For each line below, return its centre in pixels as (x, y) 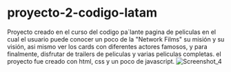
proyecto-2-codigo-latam (82, 13)
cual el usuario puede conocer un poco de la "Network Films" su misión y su (116, 39)
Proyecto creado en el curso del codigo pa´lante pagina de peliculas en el (111, 32)
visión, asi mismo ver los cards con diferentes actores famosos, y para (108, 46)
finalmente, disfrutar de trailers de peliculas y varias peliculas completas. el (114, 54)
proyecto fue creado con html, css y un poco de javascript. (91, 61)
